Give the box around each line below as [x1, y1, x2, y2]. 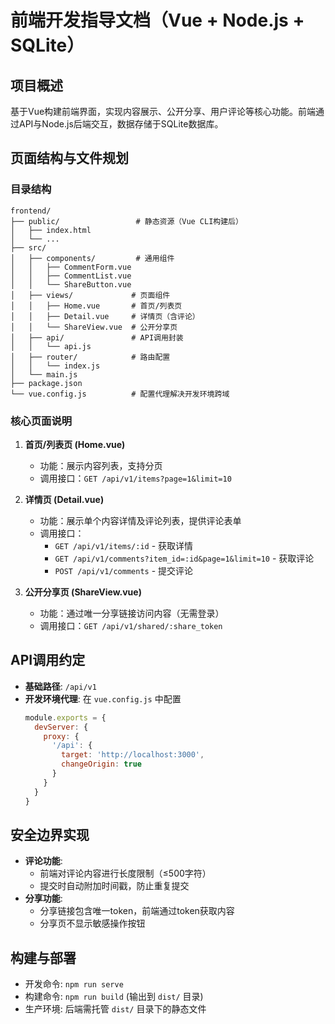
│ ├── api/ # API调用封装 [10, 332, 184, 343]
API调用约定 [10, 652, 86, 669]
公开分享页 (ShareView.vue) [24, 586, 142, 598]
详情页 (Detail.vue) [24, 493, 105, 505]
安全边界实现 [10, 826, 90, 843]
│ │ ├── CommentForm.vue [10, 262, 132, 272]
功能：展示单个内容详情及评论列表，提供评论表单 [39, 514, 242, 526]
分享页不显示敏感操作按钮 [39, 917, 146, 930]
